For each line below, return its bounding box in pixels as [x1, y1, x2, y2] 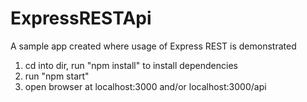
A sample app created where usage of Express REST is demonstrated [10, 40, 297, 52]
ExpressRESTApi [10, 7, 152, 30]
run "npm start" [24, 70, 90, 82]
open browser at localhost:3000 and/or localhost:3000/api [24, 80, 267, 92]
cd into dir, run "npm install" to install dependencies [24, 59, 238, 71]
